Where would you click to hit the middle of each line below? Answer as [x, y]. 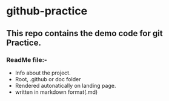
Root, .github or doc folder [48, 79]
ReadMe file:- [27, 60]
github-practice [47, 11]
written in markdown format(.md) [56, 92]
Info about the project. [43, 73]
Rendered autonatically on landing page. [65, 85]
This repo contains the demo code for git [85, 33]
